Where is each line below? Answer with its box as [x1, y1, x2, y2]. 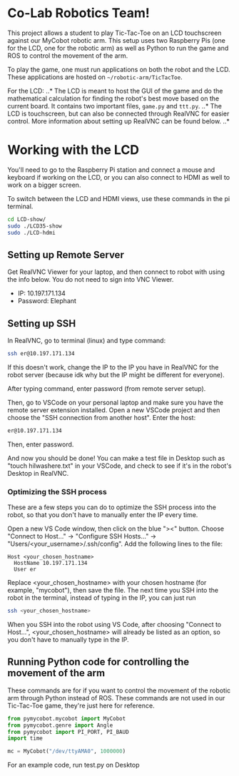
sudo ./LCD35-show [7, 223, 62, 230]
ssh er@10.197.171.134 [7, 350, 75, 357]
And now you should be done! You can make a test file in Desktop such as [7, 454, 225, 462]
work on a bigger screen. [7, 180, 81, 189]
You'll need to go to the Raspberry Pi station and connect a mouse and [7, 165, 215, 174]
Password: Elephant [17, 297, 77, 305]
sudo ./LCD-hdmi [7, 229, 56, 236]
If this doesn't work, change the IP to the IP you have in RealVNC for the [7, 363, 219, 372]
